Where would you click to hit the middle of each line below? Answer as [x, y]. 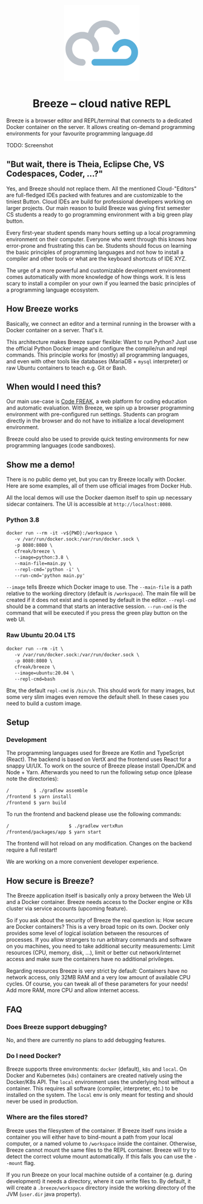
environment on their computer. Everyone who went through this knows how [102, 239]
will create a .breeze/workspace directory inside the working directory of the [101, 1188]
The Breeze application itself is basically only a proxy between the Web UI [99, 895]
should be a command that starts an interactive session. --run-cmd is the [97, 606]
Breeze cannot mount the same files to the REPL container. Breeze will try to [101, 1150]
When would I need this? [54, 387]
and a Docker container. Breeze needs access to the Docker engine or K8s [99, 902]
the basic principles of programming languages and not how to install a [95, 252]
